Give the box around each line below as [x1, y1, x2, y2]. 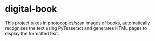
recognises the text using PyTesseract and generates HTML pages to [5, 25, 147, 31]
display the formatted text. [5, 30, 60, 36]
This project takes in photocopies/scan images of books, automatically [5, 20, 150, 26]
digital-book [5, 3, 57, 15]
